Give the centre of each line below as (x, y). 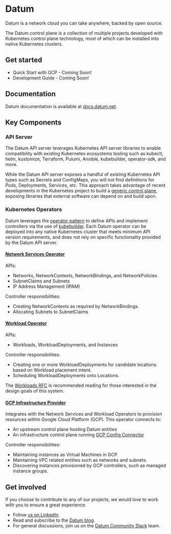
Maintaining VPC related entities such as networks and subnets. (80, 460)
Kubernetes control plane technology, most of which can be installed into (82, 38)
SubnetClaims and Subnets (41, 281)
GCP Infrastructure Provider (36, 402)
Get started (24, 60)
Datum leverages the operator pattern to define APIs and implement (77, 220)
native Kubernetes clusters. (34, 44)
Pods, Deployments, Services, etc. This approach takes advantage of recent (86, 186)
